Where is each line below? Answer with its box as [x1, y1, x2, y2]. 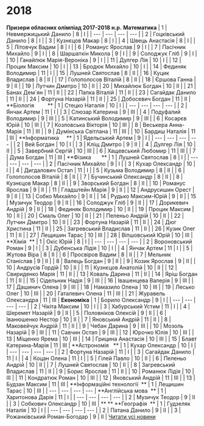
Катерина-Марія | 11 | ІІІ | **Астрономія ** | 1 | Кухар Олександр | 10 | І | [6, 341, 196, 348]
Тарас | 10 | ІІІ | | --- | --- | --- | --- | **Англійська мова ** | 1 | [6, 387, 166, 394]
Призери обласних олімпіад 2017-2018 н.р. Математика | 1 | [6, 24, 167, 31]
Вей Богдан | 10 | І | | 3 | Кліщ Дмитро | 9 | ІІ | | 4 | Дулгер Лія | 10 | [24, 140, 196, 148]
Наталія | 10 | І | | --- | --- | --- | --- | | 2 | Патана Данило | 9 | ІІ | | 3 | [6, 406, 181, 414]
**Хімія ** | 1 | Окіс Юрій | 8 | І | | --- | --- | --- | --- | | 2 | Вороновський [6, 237, 192, 245]
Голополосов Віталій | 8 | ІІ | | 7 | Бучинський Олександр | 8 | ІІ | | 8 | [6, 173, 183, 180]
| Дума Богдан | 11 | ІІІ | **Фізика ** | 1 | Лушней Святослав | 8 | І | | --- [6, 153, 199, 161]
